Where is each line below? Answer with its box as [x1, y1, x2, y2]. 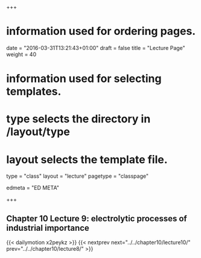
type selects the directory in [6, 112, 151, 126]
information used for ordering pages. [6, 25, 196, 38]
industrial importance [6, 222, 89, 233]
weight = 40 [6, 51, 37, 58]
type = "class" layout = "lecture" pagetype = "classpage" [6, 172, 149, 180]
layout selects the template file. [6, 153, 168, 166]
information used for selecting [6, 72, 162, 86]
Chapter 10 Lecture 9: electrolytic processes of [6, 213, 187, 224]
